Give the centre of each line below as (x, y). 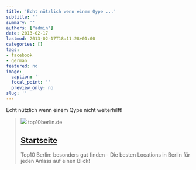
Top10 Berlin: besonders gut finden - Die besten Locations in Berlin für (105, 154)
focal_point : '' (31, 83)
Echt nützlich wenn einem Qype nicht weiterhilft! (64, 110)
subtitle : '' (22, 17)
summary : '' (20, 22)
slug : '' (17, 93)
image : (14, 72)
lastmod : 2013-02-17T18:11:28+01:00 (51, 39)
